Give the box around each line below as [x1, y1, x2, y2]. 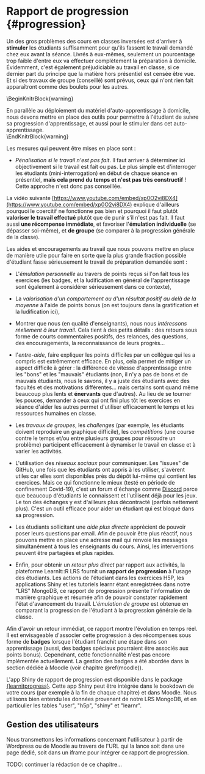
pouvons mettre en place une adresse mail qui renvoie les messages [15, 536, 188, 543]
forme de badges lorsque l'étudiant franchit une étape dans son [6, 638, 168, 645]
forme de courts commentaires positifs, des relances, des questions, [15, 332, 188, 340]
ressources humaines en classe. [15, 409, 96, 417]
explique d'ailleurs [133, 201, 179, 208]
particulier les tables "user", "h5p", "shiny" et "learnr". [6, 702, 142, 709]
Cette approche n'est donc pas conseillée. [15, 182, 122, 190]
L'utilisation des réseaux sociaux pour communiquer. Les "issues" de [15, 459, 189, 466]
